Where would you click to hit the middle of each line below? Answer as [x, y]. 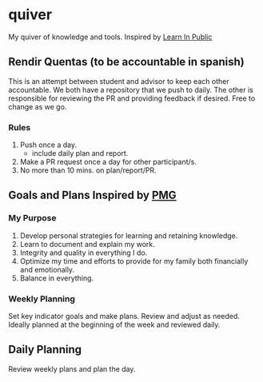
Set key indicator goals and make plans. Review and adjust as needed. [124, 316]
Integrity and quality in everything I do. [84, 253]
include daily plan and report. [80, 153]
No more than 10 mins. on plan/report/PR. [88, 170]
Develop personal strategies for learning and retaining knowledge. [129, 235]
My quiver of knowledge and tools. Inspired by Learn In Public [110, 37]
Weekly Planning [42, 299]
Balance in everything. [57, 278]
